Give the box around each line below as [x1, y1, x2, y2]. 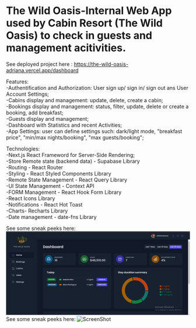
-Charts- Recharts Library [6, 207, 68, 214]
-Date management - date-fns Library [6, 213, 97, 220]
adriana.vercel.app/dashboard [6, 67, 79, 74]
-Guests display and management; [6, 115, 89, 122]
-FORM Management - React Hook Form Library [6, 189, 122, 196]
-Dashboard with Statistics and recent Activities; [6, 121, 123, 128]
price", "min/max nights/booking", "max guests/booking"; [6, 134, 144, 141]
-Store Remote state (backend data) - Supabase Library [6, 158, 140, 165]
